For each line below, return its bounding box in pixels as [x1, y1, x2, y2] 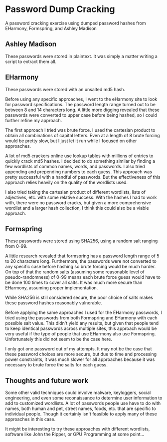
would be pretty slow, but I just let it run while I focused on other [5, 138, 137, 144]
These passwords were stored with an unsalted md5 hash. [5, 86, 126, 92]
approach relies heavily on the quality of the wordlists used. [5, 179, 128, 185]
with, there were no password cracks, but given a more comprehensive [5, 199, 152, 206]
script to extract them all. [5, 59, 56, 65]
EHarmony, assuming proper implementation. [5, 285, 98, 291]
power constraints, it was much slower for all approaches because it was [5, 356, 155, 362]
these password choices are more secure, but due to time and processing [5, 351, 157, 357]
